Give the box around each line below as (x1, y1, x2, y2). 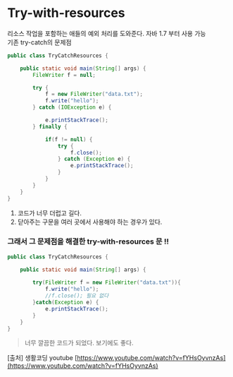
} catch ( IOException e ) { (32, 104, 112, 111)
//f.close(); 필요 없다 (44, 292, 109, 299)
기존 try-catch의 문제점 (7, 37, 72, 47)
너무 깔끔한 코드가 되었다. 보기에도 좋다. (24, 339, 134, 347)
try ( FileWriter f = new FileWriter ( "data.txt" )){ (32, 279, 181, 287)
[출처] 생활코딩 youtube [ (7, 354, 77, 362)
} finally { (32, 123, 68, 130)
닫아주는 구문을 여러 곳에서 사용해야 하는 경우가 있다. (17, 217, 163, 226)
